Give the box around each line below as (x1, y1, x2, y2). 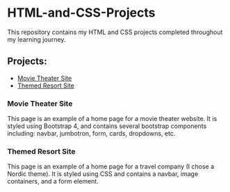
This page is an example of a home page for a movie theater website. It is (7, 115, 217, 123)
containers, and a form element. (7, 177, 99, 186)
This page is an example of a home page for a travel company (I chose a (7, 162, 215, 171)
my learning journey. (7, 35, 66, 43)
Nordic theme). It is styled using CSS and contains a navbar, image (7, 170, 199, 178)
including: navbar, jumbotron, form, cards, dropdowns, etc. (7, 129, 176, 138)
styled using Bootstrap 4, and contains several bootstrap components (7, 122, 207, 130)
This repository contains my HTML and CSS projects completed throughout (7, 28, 223, 36)
